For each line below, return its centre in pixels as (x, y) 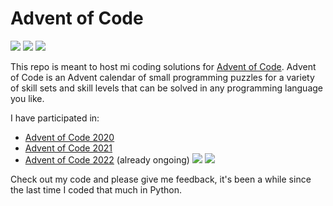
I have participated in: (55, 118)
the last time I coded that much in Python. (96, 189)
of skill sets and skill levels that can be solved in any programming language (166, 88)
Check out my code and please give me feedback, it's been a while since (161, 179)
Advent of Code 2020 (69, 137)
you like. (27, 98)
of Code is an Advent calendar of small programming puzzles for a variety (162, 77)
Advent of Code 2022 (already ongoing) (107, 159)
